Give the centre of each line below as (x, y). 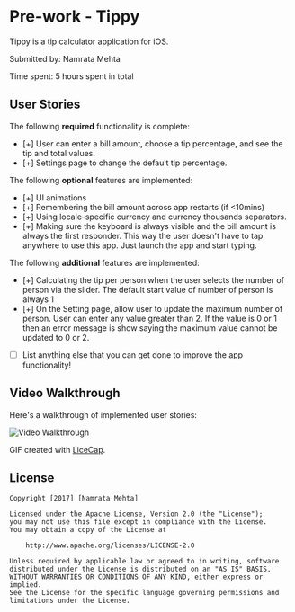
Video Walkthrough (65, 393)
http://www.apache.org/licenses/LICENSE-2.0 (110, 545)
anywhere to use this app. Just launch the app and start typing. (139, 245)
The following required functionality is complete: (100, 126)
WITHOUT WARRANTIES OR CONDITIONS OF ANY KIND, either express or (136, 577)
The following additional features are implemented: (104, 262)
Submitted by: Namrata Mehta (65, 58)
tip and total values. (59, 153)
